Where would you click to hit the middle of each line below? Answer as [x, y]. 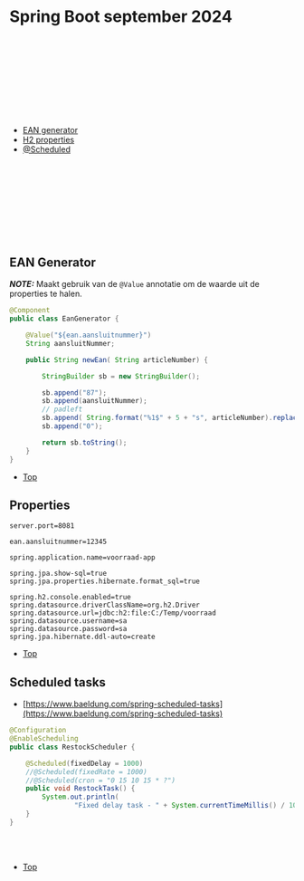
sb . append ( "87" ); [74, 393]
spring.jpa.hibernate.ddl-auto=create [82, 637]
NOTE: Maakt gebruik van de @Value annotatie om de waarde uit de [134, 284]
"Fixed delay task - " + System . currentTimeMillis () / [179, 806]
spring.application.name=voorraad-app [82, 558]
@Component [30, 311]
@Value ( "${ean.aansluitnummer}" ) [89, 335]
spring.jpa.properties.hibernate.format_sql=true [105, 581]
